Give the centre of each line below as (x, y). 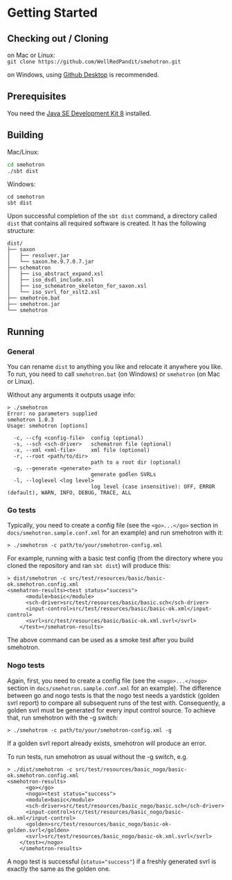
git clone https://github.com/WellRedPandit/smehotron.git (94, 62)
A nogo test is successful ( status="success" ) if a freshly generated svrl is (112, 861)
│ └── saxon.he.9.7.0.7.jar (51, 262)
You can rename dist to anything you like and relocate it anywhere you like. (115, 367)
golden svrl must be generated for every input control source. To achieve (111, 710)
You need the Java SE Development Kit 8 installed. (79, 113)
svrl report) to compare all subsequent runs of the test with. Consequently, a (116, 703)
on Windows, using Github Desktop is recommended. (83, 75)
